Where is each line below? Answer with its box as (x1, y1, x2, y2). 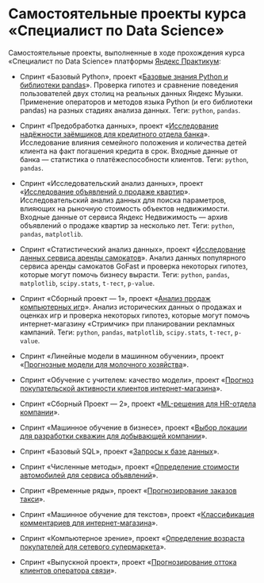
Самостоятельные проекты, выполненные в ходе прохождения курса (8, 48, 246, 57)
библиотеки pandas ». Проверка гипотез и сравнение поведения (19, 80, 239, 90)
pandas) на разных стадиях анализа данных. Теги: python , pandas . (19, 105, 241, 115)
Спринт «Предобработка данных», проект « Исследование (19, 121, 220, 130)
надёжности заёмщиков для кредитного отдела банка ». (19, 129, 210, 139)
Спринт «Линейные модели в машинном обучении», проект (19, 351, 224, 361)
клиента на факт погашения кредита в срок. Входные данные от (19, 146, 238, 156)
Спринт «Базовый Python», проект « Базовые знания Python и (19, 71, 228, 81)
